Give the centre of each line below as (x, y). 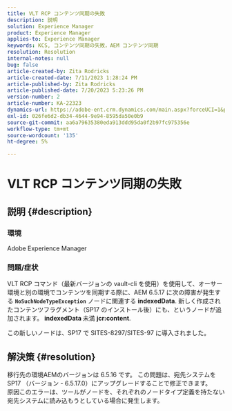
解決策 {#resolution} (51, 357)
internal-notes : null (38, 59)
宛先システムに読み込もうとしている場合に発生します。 (85, 401)
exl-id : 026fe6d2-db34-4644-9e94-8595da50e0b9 (75, 116)
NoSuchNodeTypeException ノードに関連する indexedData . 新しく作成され (118, 301)
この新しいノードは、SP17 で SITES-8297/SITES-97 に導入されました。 (109, 333)
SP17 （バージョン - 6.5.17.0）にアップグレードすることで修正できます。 (109, 383)
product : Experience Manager (49, 33)
